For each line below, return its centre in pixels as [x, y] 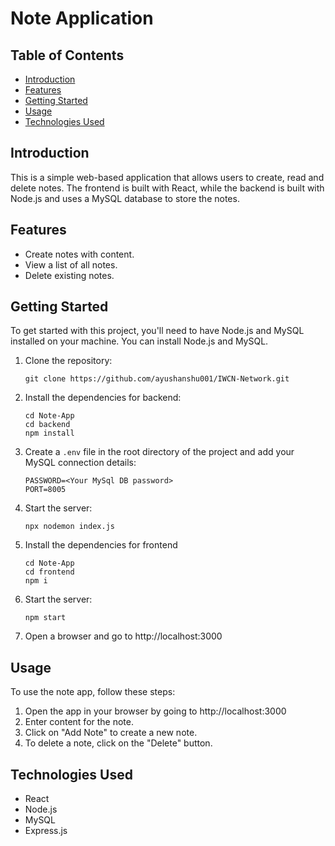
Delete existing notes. [69, 275]
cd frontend [49, 572]
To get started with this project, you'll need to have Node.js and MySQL [157, 331]
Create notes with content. [79, 254]
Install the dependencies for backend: [103, 398]
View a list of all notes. [71, 264]
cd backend [47, 425]
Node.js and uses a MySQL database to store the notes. [125, 198]
